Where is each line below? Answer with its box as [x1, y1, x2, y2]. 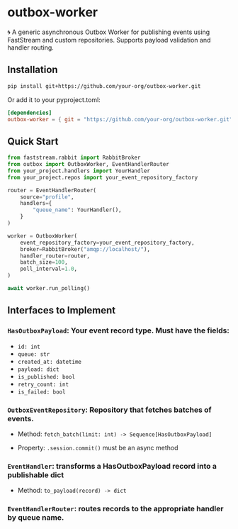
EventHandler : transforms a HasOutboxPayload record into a [7, 461, 217, 471]
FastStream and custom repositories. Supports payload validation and [7, 35, 211, 44]
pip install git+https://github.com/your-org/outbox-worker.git [7, 82, 201, 89]
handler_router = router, [20, 252, 91, 260]
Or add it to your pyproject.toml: [7, 95, 101, 104]
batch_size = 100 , [20, 259, 69, 266]
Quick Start [7, 135, 59, 147]
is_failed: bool [17, 388, 66, 396]
